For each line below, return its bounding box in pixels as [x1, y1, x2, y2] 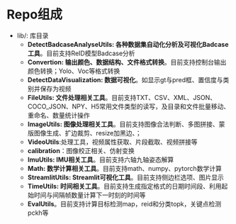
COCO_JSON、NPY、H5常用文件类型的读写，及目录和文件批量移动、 [27, 102, 230, 111]
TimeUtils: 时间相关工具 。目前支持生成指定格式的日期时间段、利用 [27, 181, 222, 190]
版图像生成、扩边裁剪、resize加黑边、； [27, 128, 142, 137]
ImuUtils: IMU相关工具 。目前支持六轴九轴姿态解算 [27, 155, 174, 164]
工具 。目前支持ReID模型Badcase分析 [27, 49, 135, 57]
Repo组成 [6, 6, 63, 23]
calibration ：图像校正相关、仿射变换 [27, 146, 135, 155]
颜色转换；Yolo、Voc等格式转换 [27, 67, 120, 75]
